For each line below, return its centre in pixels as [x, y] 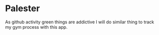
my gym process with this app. [36, 27]
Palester [23, 9]
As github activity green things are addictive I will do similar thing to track [80, 22]
